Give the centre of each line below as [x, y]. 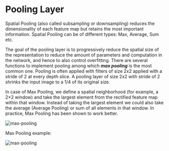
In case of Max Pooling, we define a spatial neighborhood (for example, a [82, 92]
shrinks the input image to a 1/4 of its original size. [58, 82]
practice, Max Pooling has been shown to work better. [62, 113]
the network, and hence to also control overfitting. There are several [77, 60]
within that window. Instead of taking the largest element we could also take [84, 102]
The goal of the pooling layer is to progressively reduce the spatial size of [82, 49]
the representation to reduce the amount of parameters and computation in [84, 55]
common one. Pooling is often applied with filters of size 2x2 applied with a [84, 71]
